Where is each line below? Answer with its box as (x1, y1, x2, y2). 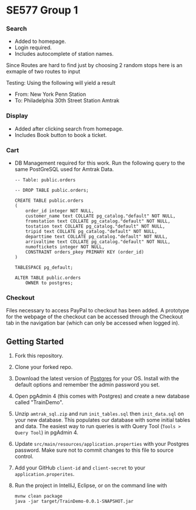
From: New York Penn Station (14, 91, 87, 98)
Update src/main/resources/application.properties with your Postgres (14, 441, 190, 448)
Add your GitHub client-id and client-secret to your (14, 464, 145, 471)
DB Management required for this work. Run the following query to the (14, 159, 185, 166)
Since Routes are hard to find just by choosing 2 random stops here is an (6, 62, 182, 69)
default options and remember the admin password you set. (14, 381, 160, 388)
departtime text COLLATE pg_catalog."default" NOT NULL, (25, 234, 168, 240)
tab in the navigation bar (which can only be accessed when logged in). (6, 319, 180, 326)
